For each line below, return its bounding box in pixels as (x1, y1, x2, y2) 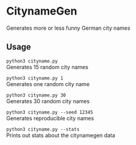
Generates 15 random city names (6, 63, 89, 70)
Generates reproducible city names (6, 114, 94, 122)
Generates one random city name (6, 80, 90, 87)
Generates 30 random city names (6, 97, 90, 104)
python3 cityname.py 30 (6, 92, 66, 98)
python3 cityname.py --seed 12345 (6, 109, 94, 115)
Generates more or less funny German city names (6, 24, 131, 32)
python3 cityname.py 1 (6, 75, 63, 81)
